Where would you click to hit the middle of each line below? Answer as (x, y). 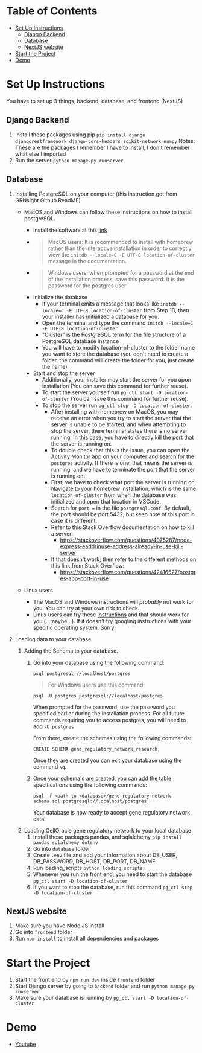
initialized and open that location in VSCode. (106, 501)
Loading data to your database (53, 639)
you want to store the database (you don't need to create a (115, 354)
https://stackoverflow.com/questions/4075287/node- (126, 540)
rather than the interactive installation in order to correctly (120, 248)
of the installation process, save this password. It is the (116, 279)
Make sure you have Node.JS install (59, 926)
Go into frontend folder (43, 932)
